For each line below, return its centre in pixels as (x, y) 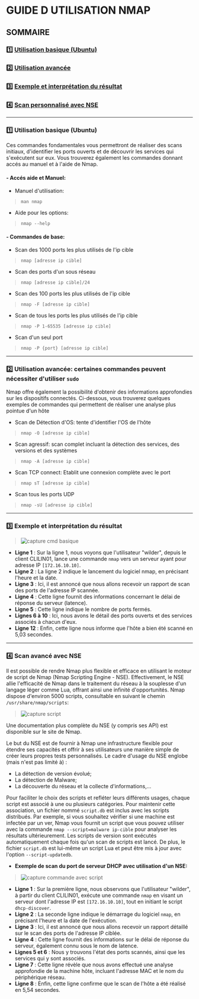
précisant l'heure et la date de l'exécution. (66, 921)
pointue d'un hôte (28, 411)
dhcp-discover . (33, 908)
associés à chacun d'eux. (46, 621)
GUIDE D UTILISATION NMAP (78, 10)
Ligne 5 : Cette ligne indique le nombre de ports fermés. (83, 609)
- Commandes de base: (36, 237)
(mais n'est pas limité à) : (37, 762)
